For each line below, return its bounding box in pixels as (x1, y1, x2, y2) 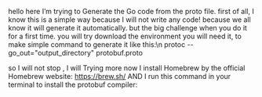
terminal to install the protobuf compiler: (8, 80, 138, 89)
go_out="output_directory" (8, 48, 95, 57)
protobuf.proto (96, 48, 144, 57)
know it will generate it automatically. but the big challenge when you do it (8, 23, 247, 32)
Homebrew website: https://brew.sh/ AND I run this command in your (8, 72, 231, 81)
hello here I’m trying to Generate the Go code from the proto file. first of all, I (8, 7, 255, 16)
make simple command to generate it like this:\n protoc (8, 40, 186, 49)
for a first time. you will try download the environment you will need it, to (8, 31, 242, 41)
